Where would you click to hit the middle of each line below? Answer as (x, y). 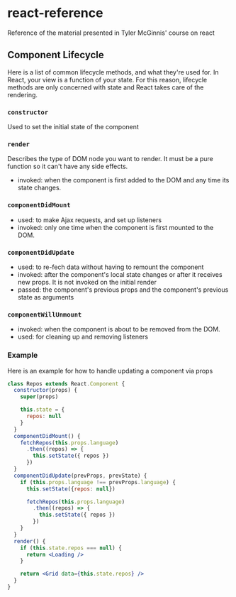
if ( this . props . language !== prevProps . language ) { (98, 482)
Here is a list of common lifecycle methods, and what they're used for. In (113, 72)
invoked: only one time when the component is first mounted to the (116, 227)
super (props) (39, 397)
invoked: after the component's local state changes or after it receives (120, 274)
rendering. (22, 94)
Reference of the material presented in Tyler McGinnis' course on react (111, 33)
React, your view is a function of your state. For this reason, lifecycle (107, 80)
